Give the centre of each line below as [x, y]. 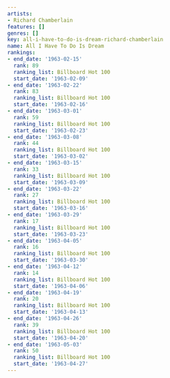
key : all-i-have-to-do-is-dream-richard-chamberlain [85, 40]
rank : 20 [26, 299]
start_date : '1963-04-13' [51, 312]
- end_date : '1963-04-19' [45, 293]
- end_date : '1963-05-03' [45, 345]
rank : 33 [26, 169]
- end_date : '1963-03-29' [45, 215]
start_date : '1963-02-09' [51, 78]
